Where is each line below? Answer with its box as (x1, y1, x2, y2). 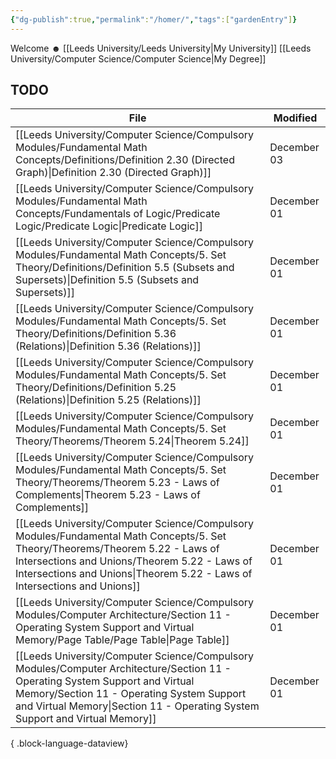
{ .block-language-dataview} (10, 737, 129, 750)
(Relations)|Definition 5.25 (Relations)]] (15, 393, 202, 407)
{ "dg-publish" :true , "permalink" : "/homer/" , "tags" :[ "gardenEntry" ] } (10, 14, 298, 25)
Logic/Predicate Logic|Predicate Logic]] (15, 219, 203, 233)
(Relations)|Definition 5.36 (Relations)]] (15, 339, 202, 353)
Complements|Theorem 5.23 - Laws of (15, 488, 201, 502)
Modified (273, 111, 318, 125)
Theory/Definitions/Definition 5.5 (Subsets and (15, 261, 235, 275)
